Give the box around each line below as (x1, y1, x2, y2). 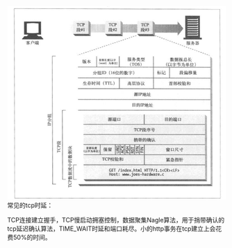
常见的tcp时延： (7, 201, 53, 210)
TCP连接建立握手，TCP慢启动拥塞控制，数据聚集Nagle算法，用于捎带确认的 (7, 216, 225, 224)
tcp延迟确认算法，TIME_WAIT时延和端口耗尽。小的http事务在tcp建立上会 (7, 224, 216, 233)
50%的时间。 (13, 233, 51, 242)
